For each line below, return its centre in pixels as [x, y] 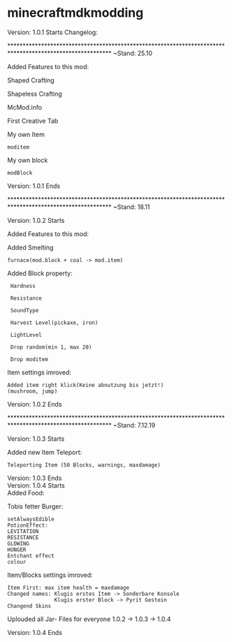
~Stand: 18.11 [131, 207]
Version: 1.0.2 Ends [35, 404]
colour [17, 562]
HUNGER [17, 550]
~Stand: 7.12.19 [134, 425]
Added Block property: [40, 273]
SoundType [24, 310]
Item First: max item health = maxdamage [68, 588]
